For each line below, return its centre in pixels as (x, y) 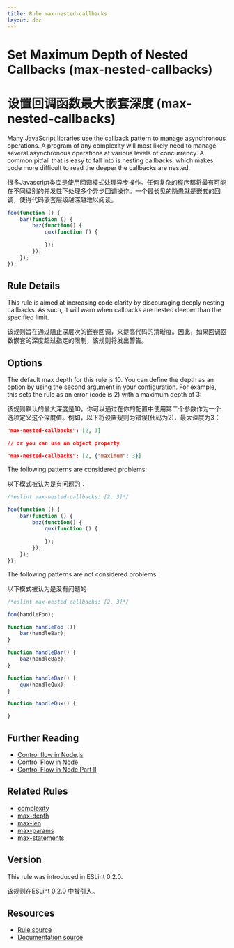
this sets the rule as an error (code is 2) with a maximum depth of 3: (104, 395)
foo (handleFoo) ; (31, 614)
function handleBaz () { (42, 678)
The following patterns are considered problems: (77, 469)
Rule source (34, 930)
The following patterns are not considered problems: (83, 574)
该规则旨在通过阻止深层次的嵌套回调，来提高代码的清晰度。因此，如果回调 (114, 332)
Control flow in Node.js (50, 754)
